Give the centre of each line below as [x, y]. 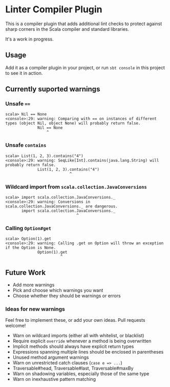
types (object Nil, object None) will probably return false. [73, 123]
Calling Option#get [28, 228]
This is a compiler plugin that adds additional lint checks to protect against [84, 24]
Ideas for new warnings [35, 309]
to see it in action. [24, 73]
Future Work [26, 272]
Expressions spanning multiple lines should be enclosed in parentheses [88, 352]
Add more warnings [34, 285]
